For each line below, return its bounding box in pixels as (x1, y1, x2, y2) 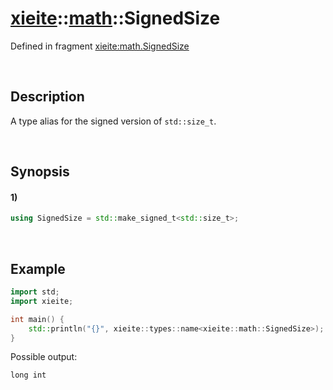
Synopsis (10, 163, 70, 181)
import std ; (10, 287, 60, 297)
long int (10, 370, 47, 381)
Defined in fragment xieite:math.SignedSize (10, 40, 190, 52)
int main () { (10, 314, 65, 324)
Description (10, 88, 85, 106)
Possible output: (10, 351, 78, 363)
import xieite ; (10, 296, 74, 306)
